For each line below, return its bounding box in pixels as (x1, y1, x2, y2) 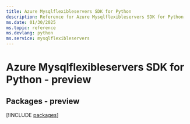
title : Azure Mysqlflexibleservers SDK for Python (6, 8, 132, 15)
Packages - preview (6, 96, 80, 106)
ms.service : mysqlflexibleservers (6, 36, 90, 41)
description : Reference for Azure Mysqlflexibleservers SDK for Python (6, 14, 184, 20)
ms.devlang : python (6, 30, 54, 36)
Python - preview (6, 73, 92, 86)
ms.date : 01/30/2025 (6, 19, 57, 25)
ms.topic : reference (6, 24, 57, 31)
